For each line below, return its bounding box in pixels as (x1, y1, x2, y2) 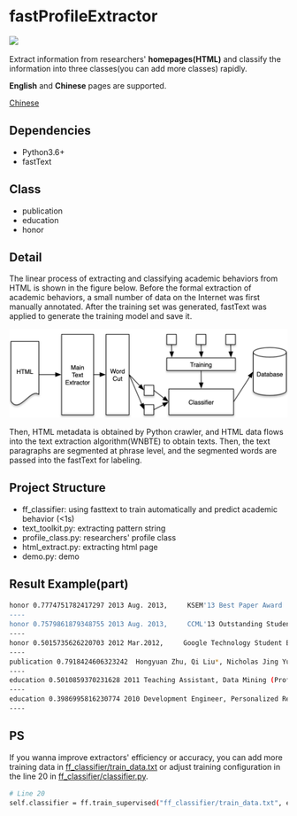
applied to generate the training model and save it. (9, 311, 193, 322)
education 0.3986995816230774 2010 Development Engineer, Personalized (9, 695, 278, 703)
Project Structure (9, 480, 106, 495)
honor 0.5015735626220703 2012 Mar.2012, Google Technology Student (9, 638, 283, 648)
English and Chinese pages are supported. (9, 80, 167, 90)
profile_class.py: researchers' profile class (21, 532, 177, 542)
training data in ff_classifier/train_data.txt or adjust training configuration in (9, 761, 281, 772)
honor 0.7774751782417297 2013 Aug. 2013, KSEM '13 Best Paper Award (9, 601, 283, 610)
